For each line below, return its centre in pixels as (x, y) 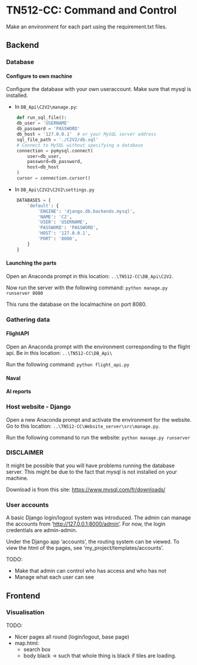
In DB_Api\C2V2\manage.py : (46, 107)
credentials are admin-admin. (42, 530)
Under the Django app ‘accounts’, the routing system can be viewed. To (93, 542)
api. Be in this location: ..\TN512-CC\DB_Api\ (59, 353)
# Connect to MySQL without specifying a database (80, 145)
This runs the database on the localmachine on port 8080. (76, 304)
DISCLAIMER (25, 452)
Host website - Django (39, 407)
